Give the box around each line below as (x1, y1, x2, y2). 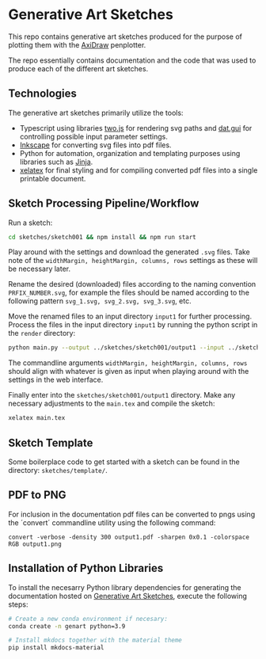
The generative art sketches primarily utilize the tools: (8, 108, 184, 117)
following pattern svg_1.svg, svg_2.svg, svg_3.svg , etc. (8, 296, 192, 306)
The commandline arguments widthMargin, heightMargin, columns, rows (8, 358, 248, 368)
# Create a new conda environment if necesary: (8, 615, 169, 623)
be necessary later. (8, 264, 71, 274)
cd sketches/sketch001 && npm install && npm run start (8, 233, 196, 241)
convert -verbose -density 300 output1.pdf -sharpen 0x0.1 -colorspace (8, 533, 249, 541)
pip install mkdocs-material (8, 644, 104, 652)
